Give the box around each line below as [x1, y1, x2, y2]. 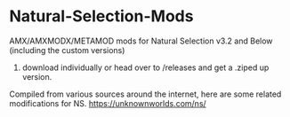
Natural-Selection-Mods [9, 6, 194, 27]
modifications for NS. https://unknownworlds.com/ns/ [9, 97, 206, 108]
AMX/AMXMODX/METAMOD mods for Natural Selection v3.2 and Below [9, 35, 273, 46]
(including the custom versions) [9, 44, 125, 55]
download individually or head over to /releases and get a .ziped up [21, 62, 270, 73]
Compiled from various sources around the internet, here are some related [9, 89, 282, 99]
